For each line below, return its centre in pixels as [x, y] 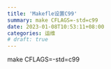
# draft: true [28, 40]
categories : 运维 [31, 33]
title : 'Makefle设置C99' [42, 14]
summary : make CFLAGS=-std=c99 [53, 20]
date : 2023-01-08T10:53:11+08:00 [56, 26]
